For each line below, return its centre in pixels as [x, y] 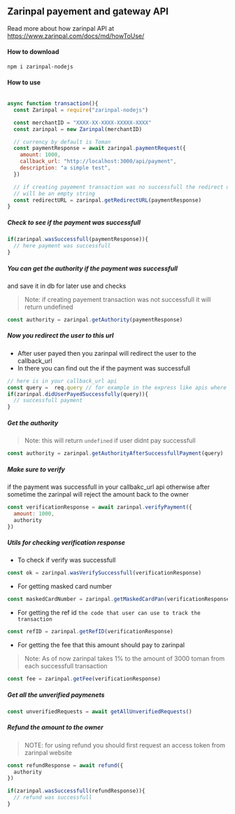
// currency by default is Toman [62, 142]
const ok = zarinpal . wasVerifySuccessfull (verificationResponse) [104, 573]
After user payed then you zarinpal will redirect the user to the [107, 353]
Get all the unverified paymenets [56, 695]
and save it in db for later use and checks [67, 286]
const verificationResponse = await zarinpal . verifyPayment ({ [100, 507]
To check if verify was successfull [66, 560]
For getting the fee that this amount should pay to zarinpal [101, 645]
